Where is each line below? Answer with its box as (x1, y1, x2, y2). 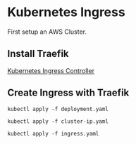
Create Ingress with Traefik (7, 87, 130, 99)
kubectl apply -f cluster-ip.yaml (7, 117, 109, 125)
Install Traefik (7, 48, 69, 60)
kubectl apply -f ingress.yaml (7, 130, 99, 137)
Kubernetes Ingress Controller (7, 66, 95, 74)
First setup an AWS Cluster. (7, 27, 87, 36)
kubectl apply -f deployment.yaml (7, 105, 109, 112)
